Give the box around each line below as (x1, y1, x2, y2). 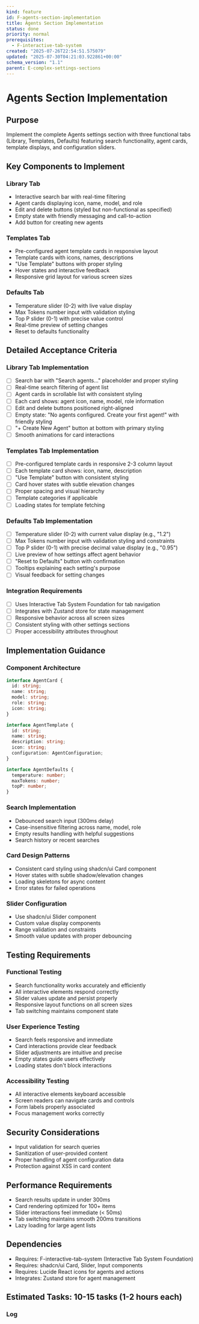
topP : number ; (11, 783, 47, 790)
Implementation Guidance (6, 645, 106, 656)
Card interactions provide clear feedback (14, 1043, 117, 1050)
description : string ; (11, 739, 66, 745)
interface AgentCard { (6, 677, 63, 683)
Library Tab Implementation (6, 363, 89, 371)
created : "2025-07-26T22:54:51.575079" (6, 48, 106, 54)
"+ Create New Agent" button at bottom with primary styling (14, 424, 164, 432)
